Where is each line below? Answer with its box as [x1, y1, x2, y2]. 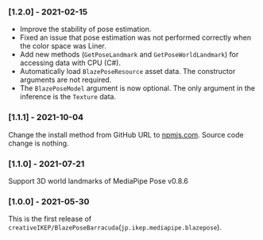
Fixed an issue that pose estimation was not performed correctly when [19, 33, 252, 42]
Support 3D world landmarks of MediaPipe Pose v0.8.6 [8, 176, 188, 185]
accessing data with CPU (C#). [19, 58, 122, 68]
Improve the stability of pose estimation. [19, 25, 152, 34]
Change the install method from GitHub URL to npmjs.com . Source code [8, 130, 244, 139]
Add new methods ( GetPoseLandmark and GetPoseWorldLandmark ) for [19, 50, 239, 60]
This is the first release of [8, 214, 92, 224]
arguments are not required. [19, 75, 112, 85]
